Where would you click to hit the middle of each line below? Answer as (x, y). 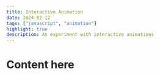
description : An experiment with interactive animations (80, 35)
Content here (40, 65)
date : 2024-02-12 (28, 18)
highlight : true (27, 29)
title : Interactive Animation (45, 12)
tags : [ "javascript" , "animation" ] (52, 23)
